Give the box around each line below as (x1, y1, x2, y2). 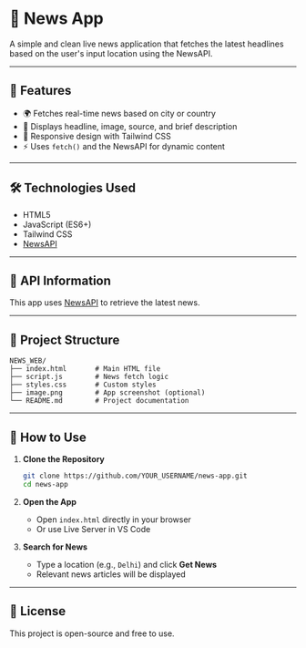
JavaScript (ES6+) (22, 219, 92, 230)
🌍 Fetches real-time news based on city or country (22, 108, 217, 118)
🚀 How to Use (9, 429, 87, 445)
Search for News (22, 541, 88, 552)
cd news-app (22, 479, 68, 489)
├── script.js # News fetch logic (9, 373, 169, 382)
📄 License (9, 603, 66, 619)
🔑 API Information (9, 273, 112, 288)
